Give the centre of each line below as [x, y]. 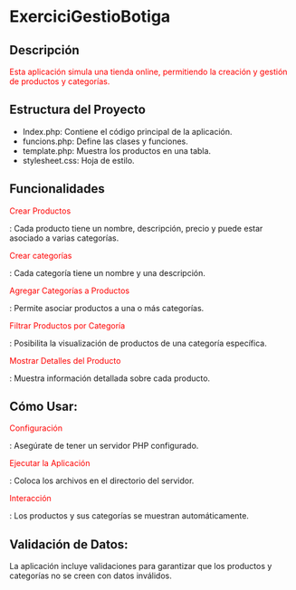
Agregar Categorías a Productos [70, 290]
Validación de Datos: [69, 544]
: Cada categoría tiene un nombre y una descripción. [107, 272]
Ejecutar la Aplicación [50, 463]
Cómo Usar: [44, 407]
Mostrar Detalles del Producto [65, 360]
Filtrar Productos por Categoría [67, 325]
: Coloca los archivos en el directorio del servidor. [102, 481]
